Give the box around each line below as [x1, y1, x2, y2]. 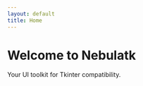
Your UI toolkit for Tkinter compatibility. [7, 70, 121, 79]
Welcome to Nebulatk [7, 47, 136, 63]
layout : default [7, 10, 55, 18]
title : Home [7, 17, 42, 24]
